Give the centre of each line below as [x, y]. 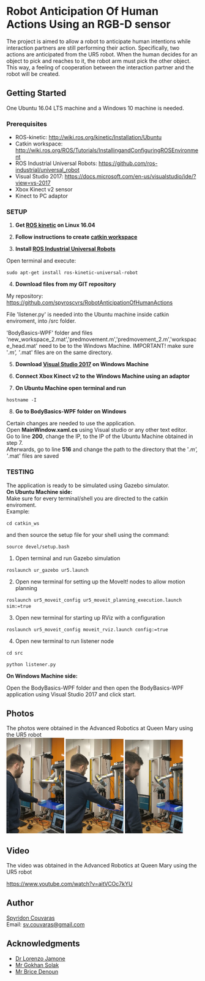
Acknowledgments [43, 944]
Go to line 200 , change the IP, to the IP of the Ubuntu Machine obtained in [100, 436]
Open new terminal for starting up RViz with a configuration [90, 617]
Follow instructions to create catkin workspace [76, 237]
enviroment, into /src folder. [41, 321]
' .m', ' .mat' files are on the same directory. [59, 352]
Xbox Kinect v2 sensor [44, 190]
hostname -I [21, 400]
